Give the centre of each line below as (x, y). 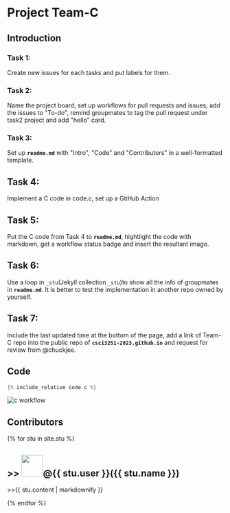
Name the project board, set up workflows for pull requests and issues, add (114, 105)
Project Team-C (53, 13)
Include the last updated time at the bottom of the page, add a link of (104, 335)
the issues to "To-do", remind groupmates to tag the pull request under (107, 113)
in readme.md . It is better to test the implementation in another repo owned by (115, 289)
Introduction (34, 38)
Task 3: (20, 138)
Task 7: (23, 318)
